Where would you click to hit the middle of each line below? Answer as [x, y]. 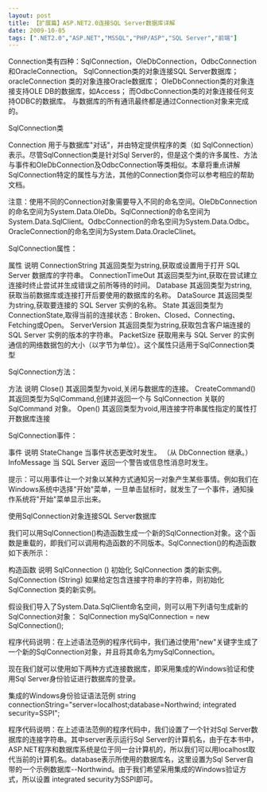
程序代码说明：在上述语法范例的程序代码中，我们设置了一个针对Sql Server [130, 730]
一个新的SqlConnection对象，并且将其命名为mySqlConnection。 [114, 652]
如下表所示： [29, 553]
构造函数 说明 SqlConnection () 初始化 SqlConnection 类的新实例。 [117, 570]
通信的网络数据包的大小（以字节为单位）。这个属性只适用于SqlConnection [128, 345]
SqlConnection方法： [43, 372]
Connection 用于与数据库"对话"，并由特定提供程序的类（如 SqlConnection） [133, 145]
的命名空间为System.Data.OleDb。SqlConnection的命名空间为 [109, 212]
